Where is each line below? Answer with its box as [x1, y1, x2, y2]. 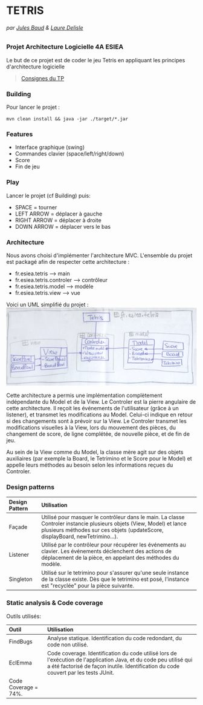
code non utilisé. [47, 641, 89, 648]
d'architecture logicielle [6, 63, 65, 70]
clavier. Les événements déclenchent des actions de [41, 548, 172, 555]
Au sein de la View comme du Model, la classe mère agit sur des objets [6, 448, 184, 456]
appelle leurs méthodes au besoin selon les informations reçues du [6, 461, 173, 469]
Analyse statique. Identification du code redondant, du [47, 635, 182, 642]
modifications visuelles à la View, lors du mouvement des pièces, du [6, 424, 176, 431]
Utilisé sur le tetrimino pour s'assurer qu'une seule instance [41, 569, 189, 576]
